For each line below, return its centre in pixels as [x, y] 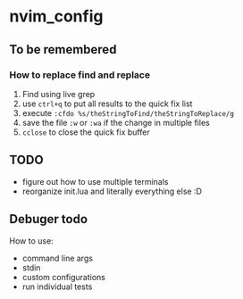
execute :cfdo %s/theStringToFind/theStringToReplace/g [128, 112]
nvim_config [56, 17]
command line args [58, 258]
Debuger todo [48, 219]
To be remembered [63, 50]
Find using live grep [59, 94]
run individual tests [57, 287]
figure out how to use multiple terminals [95, 181]
